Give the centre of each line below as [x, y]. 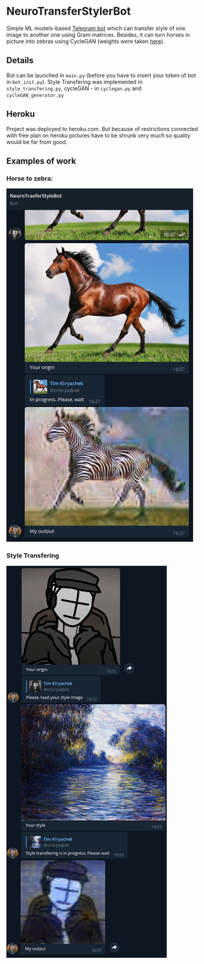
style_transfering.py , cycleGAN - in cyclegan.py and [74, 88]
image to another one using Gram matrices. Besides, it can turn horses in [98, 34]
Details [20, 60]
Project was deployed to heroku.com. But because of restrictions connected [102, 129]
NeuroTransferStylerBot [69, 11]
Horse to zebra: [30, 178]
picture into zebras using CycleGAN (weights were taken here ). [86, 41]
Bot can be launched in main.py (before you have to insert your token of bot [101, 75]
